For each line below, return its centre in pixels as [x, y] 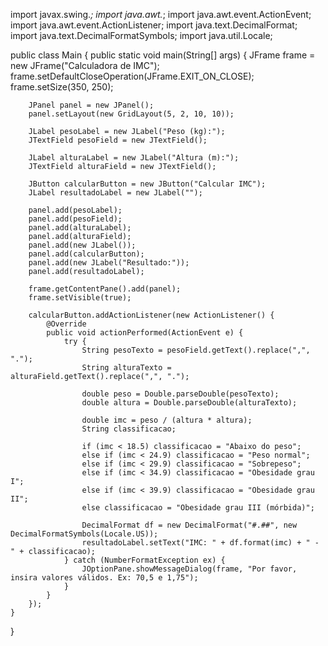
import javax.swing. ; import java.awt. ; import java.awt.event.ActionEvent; [161, 14]
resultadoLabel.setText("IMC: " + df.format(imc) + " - [200, 543]
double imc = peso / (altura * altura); [167, 420]
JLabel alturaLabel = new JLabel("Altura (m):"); [134, 158]
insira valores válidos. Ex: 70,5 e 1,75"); [104, 578]
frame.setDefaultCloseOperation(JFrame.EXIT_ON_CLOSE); [132, 76]
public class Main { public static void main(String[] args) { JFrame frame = [163, 55]
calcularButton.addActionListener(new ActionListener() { [151, 315]
